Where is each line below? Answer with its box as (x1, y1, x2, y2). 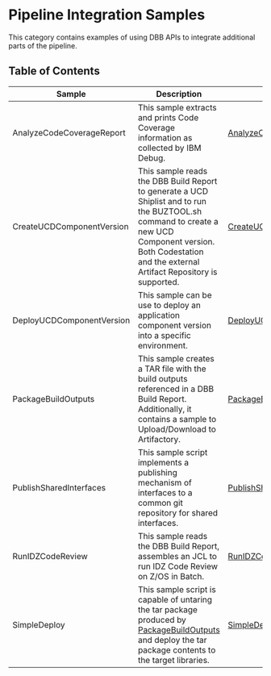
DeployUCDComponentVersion (12, 315, 131, 326)
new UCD (137, 226, 174, 237)
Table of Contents (8, 65, 101, 78)
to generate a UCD (137, 186, 208, 197)
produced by (137, 614, 187, 625)
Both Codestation (137, 246, 204, 257)
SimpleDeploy (12, 619, 65, 630)
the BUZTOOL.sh (137, 206, 202, 217)
